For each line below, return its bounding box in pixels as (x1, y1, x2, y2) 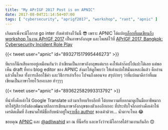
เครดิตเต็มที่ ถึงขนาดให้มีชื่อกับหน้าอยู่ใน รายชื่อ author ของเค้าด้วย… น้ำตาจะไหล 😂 (5, 108, 144, 115)
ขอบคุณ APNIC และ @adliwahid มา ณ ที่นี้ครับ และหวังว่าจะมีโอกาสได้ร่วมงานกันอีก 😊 (5, 118, 155, 125)
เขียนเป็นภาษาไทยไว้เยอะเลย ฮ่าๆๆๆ (5, 78, 63, 84)
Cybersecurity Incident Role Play (5, 41, 72, 47)
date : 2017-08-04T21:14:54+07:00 (5, 12, 75, 17)
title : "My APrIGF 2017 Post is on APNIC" (5, 7, 95, 12)
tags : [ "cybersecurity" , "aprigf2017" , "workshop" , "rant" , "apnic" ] (5, 16, 158, 21)
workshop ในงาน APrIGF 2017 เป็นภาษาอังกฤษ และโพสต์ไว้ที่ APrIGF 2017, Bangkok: (5, 36, 163, 42)
